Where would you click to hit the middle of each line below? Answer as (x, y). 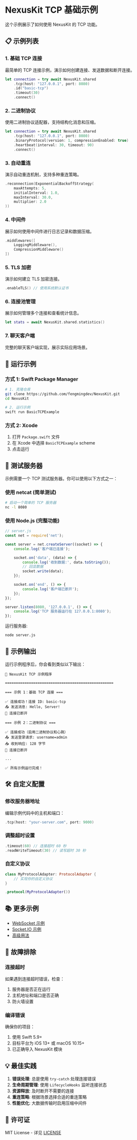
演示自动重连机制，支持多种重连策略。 (43, 174)
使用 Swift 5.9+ (27, 1037)
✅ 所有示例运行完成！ (24, 768)
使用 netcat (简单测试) (31, 492)
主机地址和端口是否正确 (35, 995)
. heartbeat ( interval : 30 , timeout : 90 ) (54, 145)
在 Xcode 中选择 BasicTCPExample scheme (53, 443)
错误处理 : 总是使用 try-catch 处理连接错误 (54, 1079)
